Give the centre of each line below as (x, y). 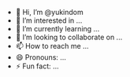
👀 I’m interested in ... (49, 20)
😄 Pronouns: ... (41, 57)
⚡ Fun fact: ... (37, 66)
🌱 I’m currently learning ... (58, 29)
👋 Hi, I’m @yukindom (50, 12)
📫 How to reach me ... (52, 46)
